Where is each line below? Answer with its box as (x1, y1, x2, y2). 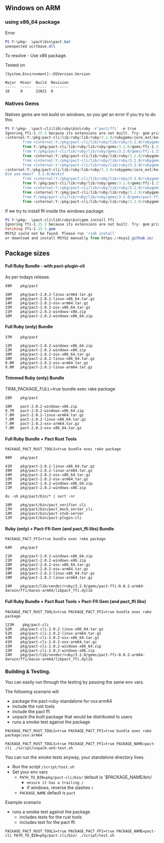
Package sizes (5, 249, 50, 258)
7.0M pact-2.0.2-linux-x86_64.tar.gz (5, 417, 86, 421)
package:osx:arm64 (5, 733, 42, 738)
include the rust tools (12, 703, 55, 709)
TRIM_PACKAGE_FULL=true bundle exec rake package (5, 386, 116, 392)
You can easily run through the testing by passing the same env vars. (5, 679, 144, 685)
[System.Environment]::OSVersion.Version (5, 72, 91, 77)
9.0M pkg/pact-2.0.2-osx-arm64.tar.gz (5, 360, 89, 365)
